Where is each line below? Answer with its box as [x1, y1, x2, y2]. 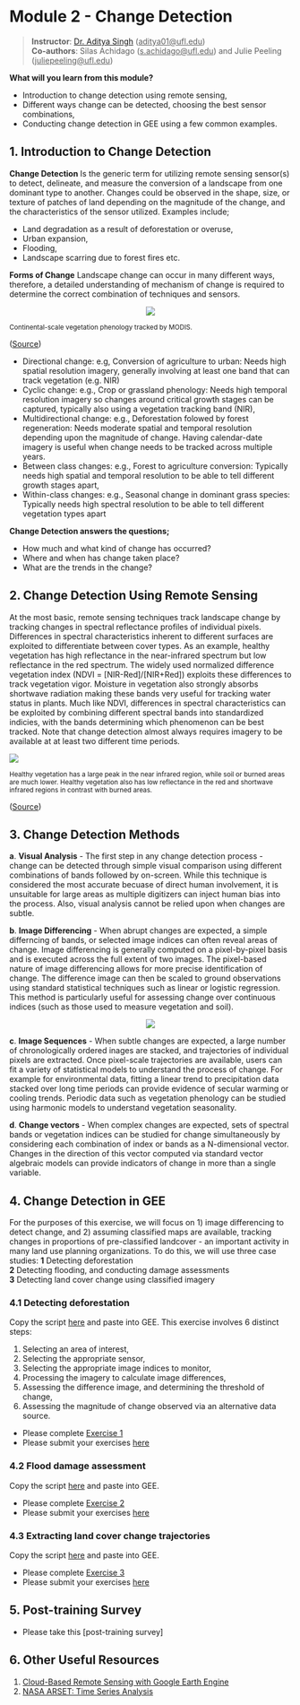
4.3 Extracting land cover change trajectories [9, 1529, 210, 1542]
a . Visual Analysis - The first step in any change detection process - [9, 851, 263, 861]
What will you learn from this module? [9, 72, 154, 82]
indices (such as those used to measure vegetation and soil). [9, 1001, 235, 1012]
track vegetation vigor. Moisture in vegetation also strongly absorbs [9, 679, 259, 689]
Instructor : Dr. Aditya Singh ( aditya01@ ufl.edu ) [30, 36, 206, 47]
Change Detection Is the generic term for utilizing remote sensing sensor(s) [9, 168, 290, 178]
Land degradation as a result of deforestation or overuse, [21, 223, 234, 234]
